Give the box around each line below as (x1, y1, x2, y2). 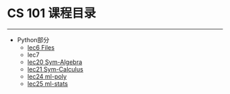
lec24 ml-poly (27, 72, 67, 80)
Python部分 (16, 35, 50, 44)
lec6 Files (27, 43, 55, 51)
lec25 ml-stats (27, 79, 68, 88)
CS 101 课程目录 (7, 5, 97, 21)
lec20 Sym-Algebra (27, 58, 83, 66)
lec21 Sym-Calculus (27, 65, 84, 73)
